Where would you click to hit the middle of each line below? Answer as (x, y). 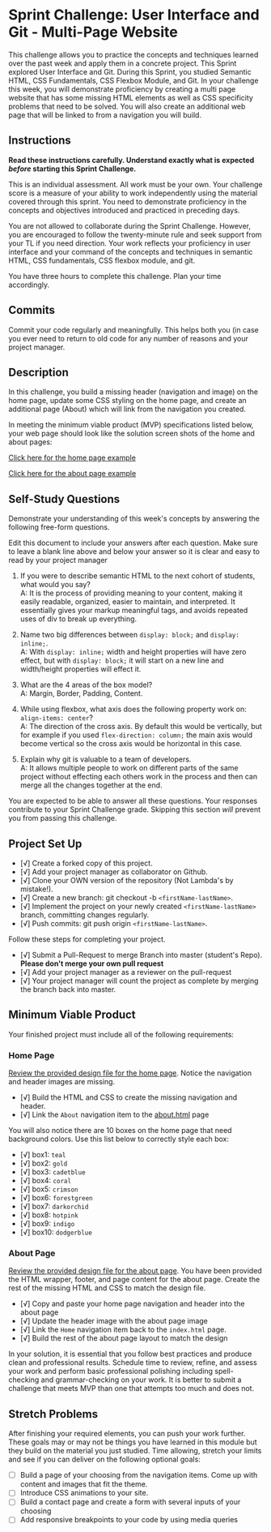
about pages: (30, 442)
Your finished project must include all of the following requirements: (121, 1034)
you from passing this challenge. (63, 818)
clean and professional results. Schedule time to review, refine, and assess (133, 1362)
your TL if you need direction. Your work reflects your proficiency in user (129, 243)
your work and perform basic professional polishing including (110, 1371)
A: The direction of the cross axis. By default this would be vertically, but (141, 727)
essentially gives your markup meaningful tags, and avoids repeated (134, 611)
